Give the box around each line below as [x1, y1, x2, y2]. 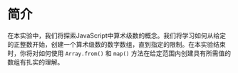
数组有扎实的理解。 [7, 57, 64, 66]
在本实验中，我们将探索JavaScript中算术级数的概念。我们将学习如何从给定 [7, 31, 227, 40]
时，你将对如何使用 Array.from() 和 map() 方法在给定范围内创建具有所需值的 [7, 49, 232, 57]
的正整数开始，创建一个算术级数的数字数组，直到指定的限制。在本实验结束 [7, 40, 226, 48]
